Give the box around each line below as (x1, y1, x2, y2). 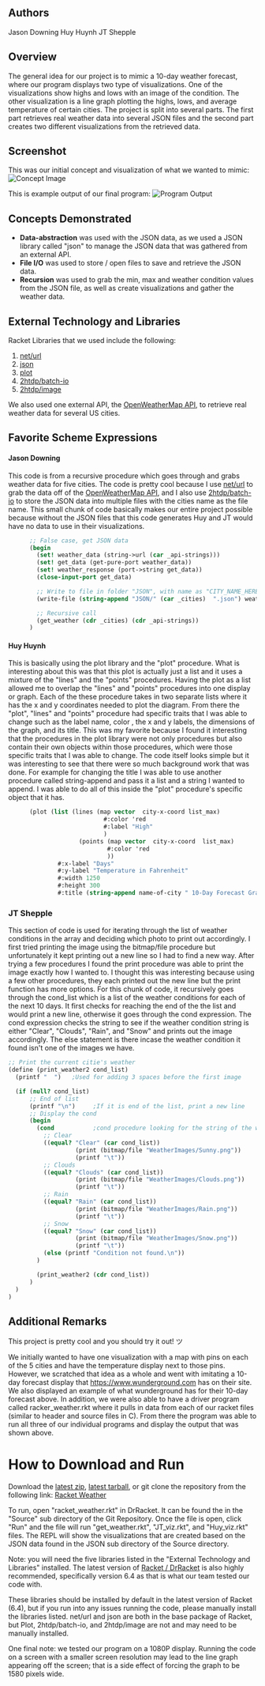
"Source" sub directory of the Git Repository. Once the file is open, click (8, 1514, 242, 1524)
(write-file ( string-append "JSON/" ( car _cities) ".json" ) (36, 594, 242, 603)
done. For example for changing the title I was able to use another (8, 768, 222, 777)
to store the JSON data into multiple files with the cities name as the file (15, 496, 248, 505)
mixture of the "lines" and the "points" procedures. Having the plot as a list (8, 675, 251, 685)
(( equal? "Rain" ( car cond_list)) (43, 1198, 157, 1206)
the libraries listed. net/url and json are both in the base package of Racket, (8, 1612, 252, 1621)
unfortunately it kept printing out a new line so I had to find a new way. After (8, 951, 255, 960)
